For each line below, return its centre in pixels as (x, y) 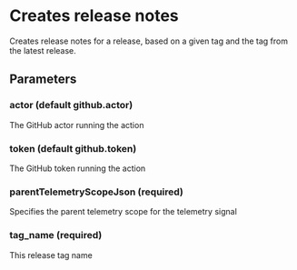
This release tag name (51, 255)
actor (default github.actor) (71, 105)
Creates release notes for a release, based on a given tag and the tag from (149, 41)
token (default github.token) (73, 148)
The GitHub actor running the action (77, 125)
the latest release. (43, 50)
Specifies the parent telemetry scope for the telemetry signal (124, 212)
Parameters (43, 80)
